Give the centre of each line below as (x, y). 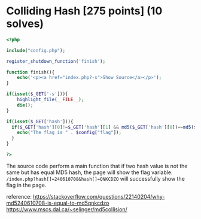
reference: (19, 196)
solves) (25, 24)
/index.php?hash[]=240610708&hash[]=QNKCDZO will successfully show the (96, 178)
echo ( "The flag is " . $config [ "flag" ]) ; (69, 133)
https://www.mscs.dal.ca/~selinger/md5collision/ (67, 209)
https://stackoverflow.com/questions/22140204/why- (99, 196)
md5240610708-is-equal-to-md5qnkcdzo (58, 203)
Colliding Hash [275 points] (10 (84, 11)
